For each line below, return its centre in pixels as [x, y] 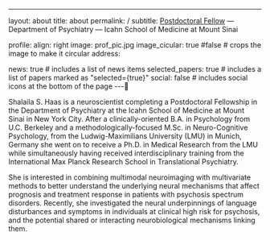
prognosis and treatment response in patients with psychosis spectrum [126, 194]
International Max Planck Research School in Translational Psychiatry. [123, 161]
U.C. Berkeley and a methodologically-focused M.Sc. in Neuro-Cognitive [128, 127]
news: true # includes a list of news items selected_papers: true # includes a [135, 69]
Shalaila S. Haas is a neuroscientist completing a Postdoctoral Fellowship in [133, 102]
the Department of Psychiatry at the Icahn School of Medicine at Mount [127, 110]
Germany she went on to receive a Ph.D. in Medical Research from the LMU [133, 145]
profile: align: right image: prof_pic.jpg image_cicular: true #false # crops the [135, 45]
